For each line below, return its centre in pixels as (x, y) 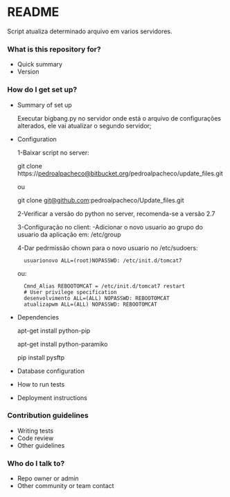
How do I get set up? (42, 89)
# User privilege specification (70, 292)
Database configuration (51, 371)
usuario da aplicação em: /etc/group (69, 234)
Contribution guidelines (48, 415)
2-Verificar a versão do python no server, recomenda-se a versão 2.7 (116, 213)
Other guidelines (41, 445)
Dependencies (38, 317)
